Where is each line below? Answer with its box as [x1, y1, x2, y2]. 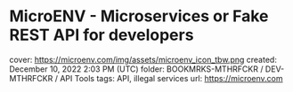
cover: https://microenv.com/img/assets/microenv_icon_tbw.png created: [9, 54, 278, 65]
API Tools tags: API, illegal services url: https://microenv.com [59, 73, 283, 83]
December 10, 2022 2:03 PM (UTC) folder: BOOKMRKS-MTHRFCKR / [9, 64, 264, 74]
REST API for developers [9, 25, 194, 45]
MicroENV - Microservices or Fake [9, 6, 269, 27]
